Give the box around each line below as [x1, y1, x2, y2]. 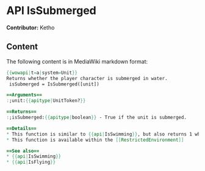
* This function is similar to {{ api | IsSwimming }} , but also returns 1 [6, 131, 192, 137]
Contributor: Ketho [6, 24, 55, 31]
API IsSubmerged [6, 4, 96, 18]
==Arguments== [6, 92, 43, 98]
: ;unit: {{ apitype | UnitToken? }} [6, 98, 86, 104]
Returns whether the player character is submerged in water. [6, 75, 168, 81]
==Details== [6, 125, 37, 131]
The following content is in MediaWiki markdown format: [6, 57, 148, 65]
